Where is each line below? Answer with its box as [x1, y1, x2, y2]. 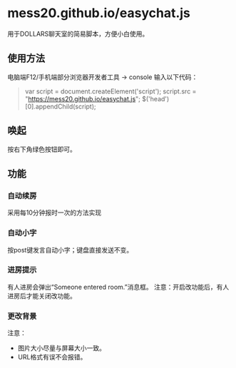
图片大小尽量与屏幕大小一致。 [17, 344, 106, 352]
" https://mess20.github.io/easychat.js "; [24, 94, 141, 103]
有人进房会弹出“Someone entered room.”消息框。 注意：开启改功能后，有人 [7, 282, 230, 291]
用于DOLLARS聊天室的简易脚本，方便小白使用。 [7, 29, 149, 38]
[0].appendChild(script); [24, 102, 96, 111]
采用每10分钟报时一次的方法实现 [7, 208, 102, 217]
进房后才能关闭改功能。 [7, 291, 76, 300]
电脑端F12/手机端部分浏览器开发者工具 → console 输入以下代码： [7, 73, 198, 81]
